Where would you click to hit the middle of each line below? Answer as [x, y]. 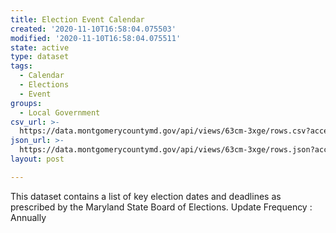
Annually [28, 217]
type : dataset [40, 57]
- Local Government [60, 112]
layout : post [37, 159]
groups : [26, 103]
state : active [40, 47]
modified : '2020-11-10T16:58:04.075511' [96, 38]
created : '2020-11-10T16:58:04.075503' [93, 29]
